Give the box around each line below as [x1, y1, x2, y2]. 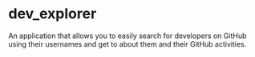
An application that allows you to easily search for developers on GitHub [8, 31, 247, 40]
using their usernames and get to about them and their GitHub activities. [8, 39, 247, 48]
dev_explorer [8, 5, 97, 23]
